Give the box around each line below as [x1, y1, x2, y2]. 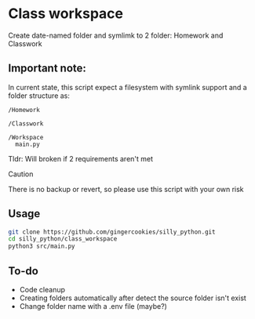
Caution [8, 169, 34, 179]
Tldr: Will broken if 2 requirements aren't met [8, 154, 154, 163]
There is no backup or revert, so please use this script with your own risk [8, 184, 245, 194]
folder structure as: [8, 91, 71, 100]
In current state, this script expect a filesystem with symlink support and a [8, 82, 247, 92]
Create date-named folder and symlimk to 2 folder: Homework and [8, 31, 224, 40]
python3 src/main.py [8, 242, 76, 251]
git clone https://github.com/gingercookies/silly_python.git [8, 228, 216, 236]
